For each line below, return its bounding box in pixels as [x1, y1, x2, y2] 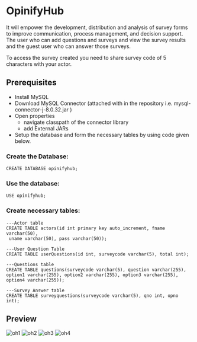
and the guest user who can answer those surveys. [6, 43, 131, 50]
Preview [6, 314, 37, 324]
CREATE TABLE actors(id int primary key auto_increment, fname [6, 225, 166, 231]
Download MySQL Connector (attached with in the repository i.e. [14, 100, 173, 107]
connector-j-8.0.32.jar [14, 106, 69, 113]
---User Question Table [6, 246, 65, 252]
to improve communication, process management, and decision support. [6, 30, 183, 37]
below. [14, 138, 31, 145]
